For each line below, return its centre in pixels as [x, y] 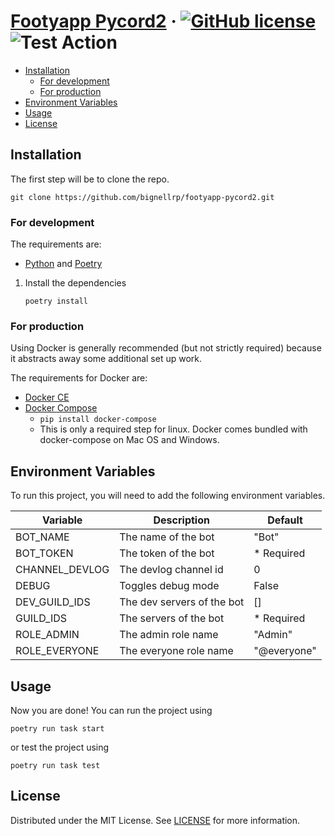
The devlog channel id [171, 570]
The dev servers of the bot [182, 602]
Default [285, 520]
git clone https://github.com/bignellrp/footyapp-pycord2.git [142, 197]
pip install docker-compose [98, 420]
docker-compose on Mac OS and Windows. [129, 440]
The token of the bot [167, 553]
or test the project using [60, 747]
